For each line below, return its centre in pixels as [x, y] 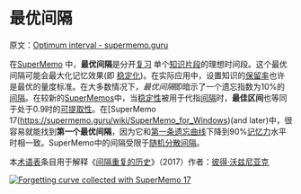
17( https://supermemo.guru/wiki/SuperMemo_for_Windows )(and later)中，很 [151, 120]
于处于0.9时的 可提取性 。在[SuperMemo [83, 109]
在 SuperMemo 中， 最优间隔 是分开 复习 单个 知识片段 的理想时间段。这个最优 [148, 64]
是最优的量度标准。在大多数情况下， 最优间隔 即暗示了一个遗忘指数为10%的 [147, 86]
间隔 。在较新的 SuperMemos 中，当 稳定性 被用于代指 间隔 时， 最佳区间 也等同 [148, 97]
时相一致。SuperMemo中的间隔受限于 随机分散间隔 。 [107, 142]
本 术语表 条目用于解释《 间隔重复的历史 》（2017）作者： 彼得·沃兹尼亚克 [139, 162]
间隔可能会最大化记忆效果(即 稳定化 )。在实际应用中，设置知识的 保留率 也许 [147, 75]
